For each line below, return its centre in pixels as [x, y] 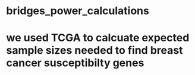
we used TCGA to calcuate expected [98, 38]
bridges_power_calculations [78, 11]
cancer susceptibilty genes [75, 63]
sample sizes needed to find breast [95, 50]
